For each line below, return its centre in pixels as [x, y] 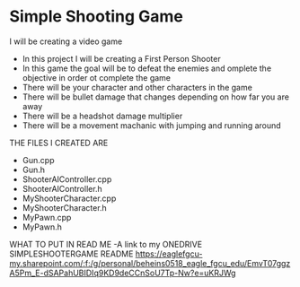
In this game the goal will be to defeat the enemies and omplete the [147, 68]
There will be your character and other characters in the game [137, 87]
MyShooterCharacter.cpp [69, 198]
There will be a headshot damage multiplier [102, 116]
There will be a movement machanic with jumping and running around [151, 125]
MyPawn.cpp [47, 217]
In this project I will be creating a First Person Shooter [122, 58]
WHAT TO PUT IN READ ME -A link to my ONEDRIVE [106, 244]
